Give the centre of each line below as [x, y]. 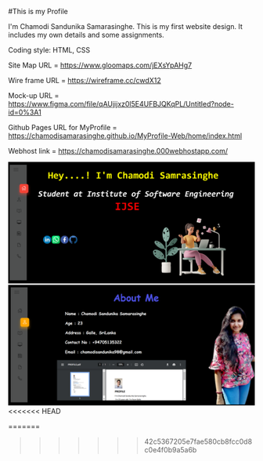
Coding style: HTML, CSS [49, 50]
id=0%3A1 [25, 112]
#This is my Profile [38, 11]
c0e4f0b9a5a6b [171, 449]
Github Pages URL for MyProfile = [63, 127]
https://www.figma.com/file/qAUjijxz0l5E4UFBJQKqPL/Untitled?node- [121, 104]
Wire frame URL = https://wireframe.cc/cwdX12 [85, 80]
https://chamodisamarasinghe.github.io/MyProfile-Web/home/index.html [125, 136]
